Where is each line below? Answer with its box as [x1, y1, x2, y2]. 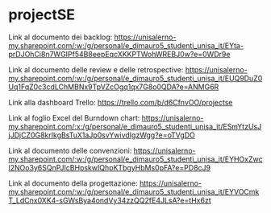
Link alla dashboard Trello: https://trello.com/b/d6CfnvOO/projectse [8, 97, 233, 107]
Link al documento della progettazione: [8, 178, 139, 188]
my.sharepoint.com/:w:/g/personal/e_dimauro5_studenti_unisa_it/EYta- [8, 40, 244, 50]
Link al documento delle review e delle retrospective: [8, 64, 184, 74]
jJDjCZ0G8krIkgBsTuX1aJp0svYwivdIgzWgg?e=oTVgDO [8, 130, 195, 140]
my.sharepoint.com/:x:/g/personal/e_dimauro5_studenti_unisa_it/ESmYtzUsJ [8, 121, 262, 131]
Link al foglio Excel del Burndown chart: [8, 113, 140, 122]
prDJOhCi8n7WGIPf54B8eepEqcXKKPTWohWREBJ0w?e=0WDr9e [8, 49, 231, 59]
